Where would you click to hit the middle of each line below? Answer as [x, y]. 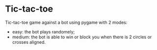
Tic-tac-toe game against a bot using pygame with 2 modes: [66, 22]
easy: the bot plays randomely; [43, 32]
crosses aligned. [29, 42]
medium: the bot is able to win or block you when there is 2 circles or [82, 37]
